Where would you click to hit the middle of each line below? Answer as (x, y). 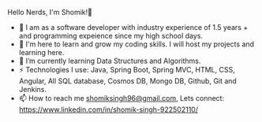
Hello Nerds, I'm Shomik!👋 (50, 12)
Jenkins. (32, 89)
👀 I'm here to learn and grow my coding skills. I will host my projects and (136, 44)
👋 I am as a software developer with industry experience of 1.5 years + (133, 27)
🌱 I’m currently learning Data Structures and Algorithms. (110, 61)
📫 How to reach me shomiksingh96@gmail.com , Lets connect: (122, 98)
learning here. (41, 52)
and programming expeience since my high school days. (110, 36)
